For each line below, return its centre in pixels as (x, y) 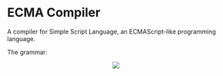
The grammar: (27, 52)
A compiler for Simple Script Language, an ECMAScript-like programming (111, 31)
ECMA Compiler (54, 13)
